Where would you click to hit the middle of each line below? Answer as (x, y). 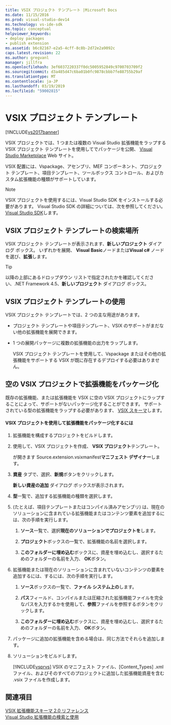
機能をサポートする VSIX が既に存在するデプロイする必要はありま (86, 360)
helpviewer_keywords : (28, 34)
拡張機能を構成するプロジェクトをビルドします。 (64, 435)
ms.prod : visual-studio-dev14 (38, 19)
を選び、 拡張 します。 (28, 257)
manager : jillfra (24, 62)
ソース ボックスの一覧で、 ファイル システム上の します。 (78, 587)
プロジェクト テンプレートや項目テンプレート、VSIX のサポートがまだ (86, 326)
